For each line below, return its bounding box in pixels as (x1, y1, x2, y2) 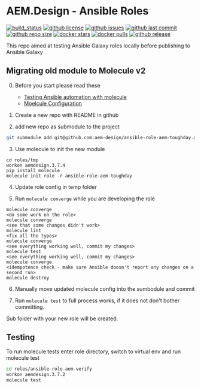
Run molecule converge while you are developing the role (14, 195, 156, 202)
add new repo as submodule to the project (14, 123, 120, 130)
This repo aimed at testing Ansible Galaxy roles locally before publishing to (6, 42, 190, 49)
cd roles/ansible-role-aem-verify (6, 366, 93, 372)
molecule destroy (6, 275, 50, 281)
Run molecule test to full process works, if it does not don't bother (14, 297, 180, 304)
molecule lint (6, 227, 42, 233)
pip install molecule (6, 167, 60, 173)
